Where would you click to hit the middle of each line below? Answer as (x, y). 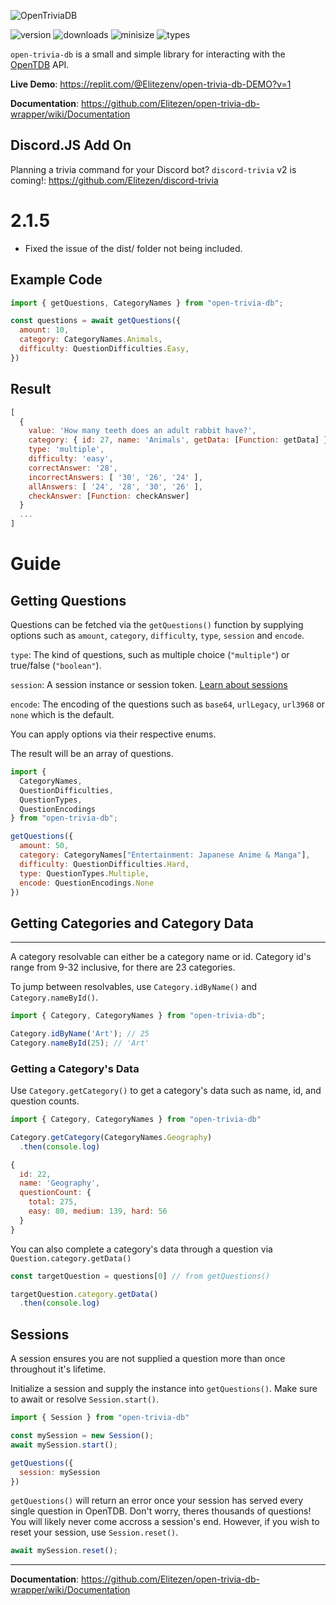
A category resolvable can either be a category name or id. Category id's (161, 957)
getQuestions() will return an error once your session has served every (157, 1501)
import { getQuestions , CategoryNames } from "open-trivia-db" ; (147, 303)
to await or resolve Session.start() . (85, 1399)
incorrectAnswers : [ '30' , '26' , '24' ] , (115, 477)
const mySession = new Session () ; (82, 1436)
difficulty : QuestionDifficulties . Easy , (104, 349)
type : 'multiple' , (66, 450)
